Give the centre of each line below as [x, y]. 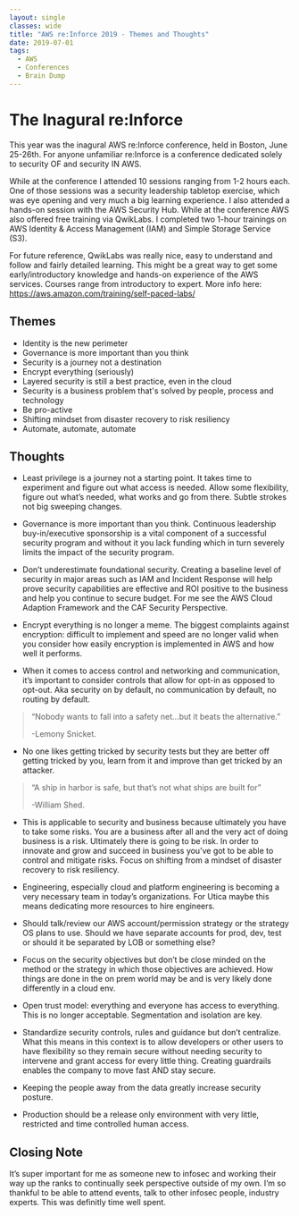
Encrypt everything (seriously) [78, 371]
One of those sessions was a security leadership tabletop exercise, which [145, 190]
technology [43, 400]
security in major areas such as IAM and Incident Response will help [147, 579]
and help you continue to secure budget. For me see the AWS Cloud [147, 598]
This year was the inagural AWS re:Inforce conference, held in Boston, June [149, 145]
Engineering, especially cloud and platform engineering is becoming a [150, 887]
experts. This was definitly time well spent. [88, 1203]
